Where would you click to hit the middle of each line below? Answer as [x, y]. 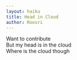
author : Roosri [24, 22]
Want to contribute [29, 39]
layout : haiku [23, 11]
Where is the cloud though [38, 51]
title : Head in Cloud [32, 17]
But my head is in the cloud [39, 45]
